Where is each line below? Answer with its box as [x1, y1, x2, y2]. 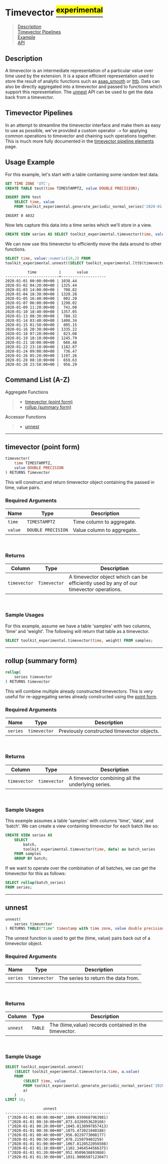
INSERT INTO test [5, 195, 41, 200]
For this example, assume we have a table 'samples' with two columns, [5, 623, 151, 629]
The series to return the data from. [58, 975, 139, 982]
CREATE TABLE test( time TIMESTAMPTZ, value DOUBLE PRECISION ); [5, 186, 140, 191]
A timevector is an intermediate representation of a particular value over [5, 68, 153, 74]
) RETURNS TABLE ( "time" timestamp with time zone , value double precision [5, 926, 164, 931]
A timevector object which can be [68, 573, 148, 580]
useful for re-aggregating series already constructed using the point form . [5, 694, 158, 700]
